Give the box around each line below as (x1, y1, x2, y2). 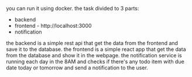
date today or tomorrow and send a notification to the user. (6, 64, 148, 71)
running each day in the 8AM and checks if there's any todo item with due (6, 58, 184, 65)
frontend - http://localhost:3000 (14, 23, 92, 29)
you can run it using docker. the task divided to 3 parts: (6, 5, 139, 12)
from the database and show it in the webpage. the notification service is (6, 52, 183, 58)
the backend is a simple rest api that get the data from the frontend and (6, 40, 179, 46)
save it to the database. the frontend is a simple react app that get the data (6, 46, 186, 53)
